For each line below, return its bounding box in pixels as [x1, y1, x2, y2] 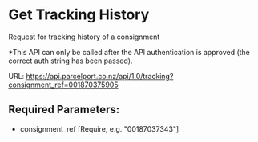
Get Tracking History [8, 6, 150, 24]
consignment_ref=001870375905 [8, 80, 119, 89]
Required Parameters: [8, 103, 120, 116]
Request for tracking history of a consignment [8, 32, 160, 41]
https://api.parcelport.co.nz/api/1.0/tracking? [26, 71, 174, 81]
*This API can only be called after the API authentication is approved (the [8, 47, 251, 57]
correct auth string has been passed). [8, 56, 133, 65]
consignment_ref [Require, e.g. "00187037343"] [19, 124, 179, 133]
